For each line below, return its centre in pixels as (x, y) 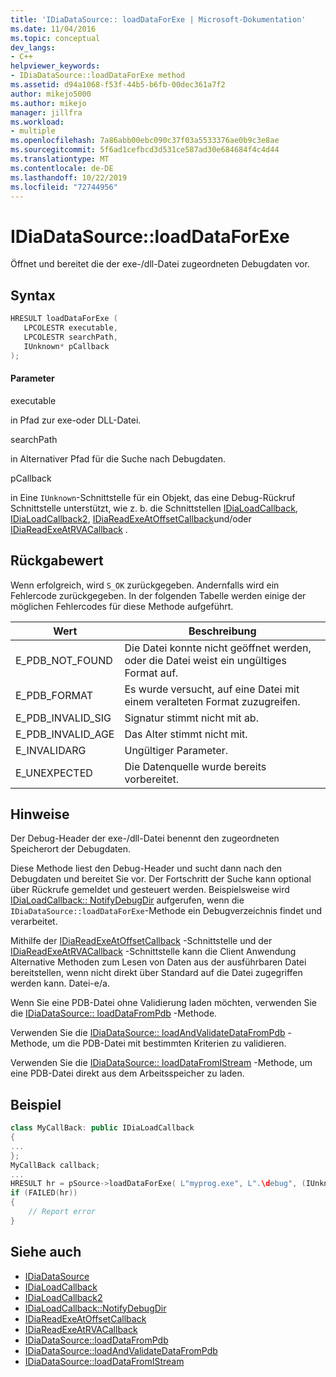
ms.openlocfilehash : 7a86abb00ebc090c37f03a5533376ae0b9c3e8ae (145, 141)
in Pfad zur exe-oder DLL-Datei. (76, 420)
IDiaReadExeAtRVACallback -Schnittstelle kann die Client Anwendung (153, 952)
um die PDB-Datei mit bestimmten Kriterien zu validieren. (169, 1043)
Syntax (33, 295)
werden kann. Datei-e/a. (60, 983)
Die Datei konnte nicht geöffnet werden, (218, 648)
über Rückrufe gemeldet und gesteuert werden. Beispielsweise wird (150, 890)
